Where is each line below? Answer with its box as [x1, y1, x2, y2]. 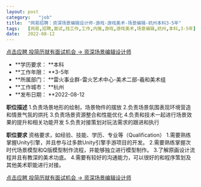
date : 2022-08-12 [6, 31, 55, 37]
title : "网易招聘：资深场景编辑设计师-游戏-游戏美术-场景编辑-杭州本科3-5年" [6, 20, 182, 26]
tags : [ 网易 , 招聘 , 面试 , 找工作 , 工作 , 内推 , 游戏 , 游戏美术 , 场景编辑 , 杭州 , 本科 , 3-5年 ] [6, 25, 196, 32]
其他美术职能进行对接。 [6, 161, 64, 168]
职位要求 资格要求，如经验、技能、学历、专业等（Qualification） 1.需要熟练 [6, 131, 191, 138]
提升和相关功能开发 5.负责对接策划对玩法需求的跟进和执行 [16, 119, 160, 126]
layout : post [6, 8, 39, 15]
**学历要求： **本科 [14, 61, 64, 68]
